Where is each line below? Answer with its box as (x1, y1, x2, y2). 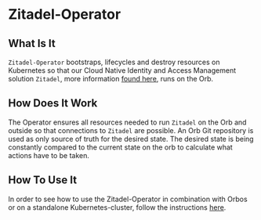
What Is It (8, 37, 56, 50)
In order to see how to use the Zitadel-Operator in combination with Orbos (8, 194, 248, 204)
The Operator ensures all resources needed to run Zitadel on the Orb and (8, 117, 247, 127)
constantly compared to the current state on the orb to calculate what (8, 142, 233, 152)
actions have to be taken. (8, 150, 90, 160)
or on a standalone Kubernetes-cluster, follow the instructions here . (8, 202, 227, 212)
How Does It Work (8, 96, 98, 110)
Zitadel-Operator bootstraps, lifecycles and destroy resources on (8, 57, 221, 67)
